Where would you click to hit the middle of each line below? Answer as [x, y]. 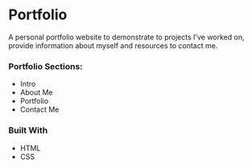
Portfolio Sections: [45, 66]
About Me [37, 92]
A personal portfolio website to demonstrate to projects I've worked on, [126, 37]
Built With [28, 130]
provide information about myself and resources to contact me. [113, 45]
